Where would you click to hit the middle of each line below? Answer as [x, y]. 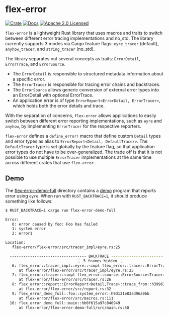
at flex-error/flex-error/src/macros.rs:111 [66, 298]
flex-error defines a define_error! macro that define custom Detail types [83, 136]
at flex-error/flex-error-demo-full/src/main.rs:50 [74, 307]
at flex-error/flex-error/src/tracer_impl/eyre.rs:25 [76, 270]
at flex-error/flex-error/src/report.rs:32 [65, 289]
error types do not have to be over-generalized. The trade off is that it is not [84, 152]
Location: [16, 243]
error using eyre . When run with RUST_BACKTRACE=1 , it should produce [76, 196]
